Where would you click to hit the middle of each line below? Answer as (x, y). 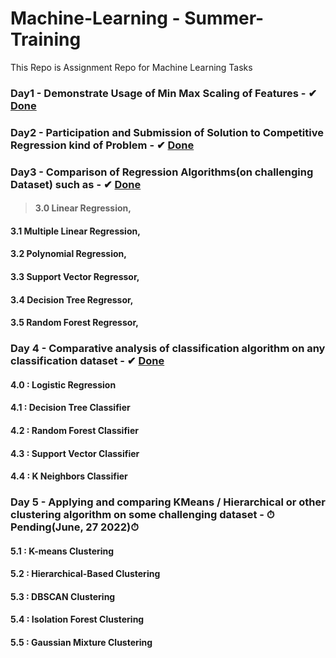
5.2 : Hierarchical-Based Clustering (85, 574)
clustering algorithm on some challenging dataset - (137, 515)
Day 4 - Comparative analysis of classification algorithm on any (168, 349)
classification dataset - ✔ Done (87, 361)
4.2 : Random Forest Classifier (74, 430)
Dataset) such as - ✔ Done (76, 184)
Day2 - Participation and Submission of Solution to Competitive (167, 132)
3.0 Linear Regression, (83, 208)
